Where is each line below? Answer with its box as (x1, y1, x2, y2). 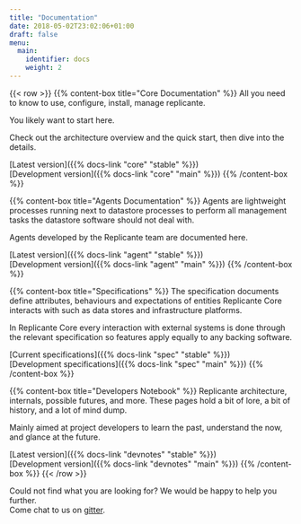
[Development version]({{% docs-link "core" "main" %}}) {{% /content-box (9, 168, 288, 179)
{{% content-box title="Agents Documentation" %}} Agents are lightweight (9, 195, 287, 206)
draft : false (9, 30, 58, 39)
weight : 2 (25, 64, 63, 73)
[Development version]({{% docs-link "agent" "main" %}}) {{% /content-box (9, 258, 293, 269)
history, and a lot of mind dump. (9, 405, 128, 415)
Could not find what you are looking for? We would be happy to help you (9, 485, 278, 496)
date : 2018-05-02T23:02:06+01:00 (9, 22, 135, 31)
